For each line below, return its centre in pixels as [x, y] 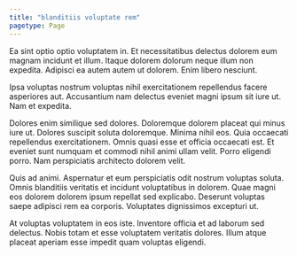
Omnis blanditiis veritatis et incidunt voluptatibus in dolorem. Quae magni [143, 187]
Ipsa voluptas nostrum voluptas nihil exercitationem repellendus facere [138, 87]
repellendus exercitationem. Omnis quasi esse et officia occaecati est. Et [142, 142]
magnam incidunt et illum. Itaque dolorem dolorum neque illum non [132, 60]
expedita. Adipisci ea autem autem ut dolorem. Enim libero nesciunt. [133, 70]
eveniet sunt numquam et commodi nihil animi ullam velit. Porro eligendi [141, 151]
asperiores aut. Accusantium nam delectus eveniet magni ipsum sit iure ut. [145, 96]
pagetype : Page [37, 26]
